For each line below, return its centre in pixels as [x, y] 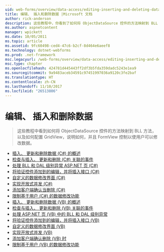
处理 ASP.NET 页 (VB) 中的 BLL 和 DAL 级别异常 [60, 214]
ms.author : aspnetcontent [31, 28]
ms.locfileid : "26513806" [31, 91]
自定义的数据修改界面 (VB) [39, 226]
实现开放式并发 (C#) [32, 184]
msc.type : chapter [24, 64]
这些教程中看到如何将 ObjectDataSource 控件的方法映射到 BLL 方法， [87, 131]
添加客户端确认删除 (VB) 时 [39, 238]
